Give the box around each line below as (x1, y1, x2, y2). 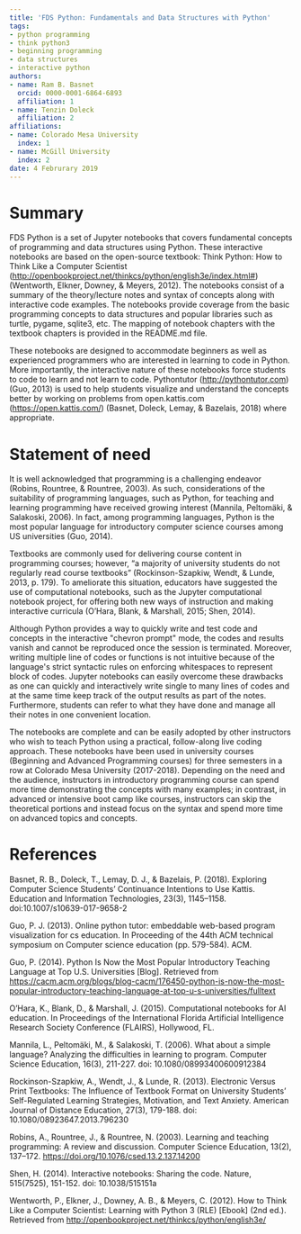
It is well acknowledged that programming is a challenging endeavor (9, 473, 262, 484)
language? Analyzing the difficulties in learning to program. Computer (9, 1049, 268, 1060)
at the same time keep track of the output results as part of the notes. (9, 690, 267, 701)
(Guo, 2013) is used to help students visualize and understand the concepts (9, 383, 289, 394)
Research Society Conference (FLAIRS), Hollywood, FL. (9, 1022, 215, 1033)
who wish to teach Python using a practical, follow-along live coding (9, 736, 262, 747)
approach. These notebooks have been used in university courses (9, 746, 254, 757)
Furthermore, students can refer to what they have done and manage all (9, 699, 276, 711)
